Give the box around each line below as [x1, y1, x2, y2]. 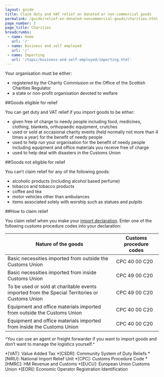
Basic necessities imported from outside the [7, 255, 108, 262]
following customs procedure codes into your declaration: [5, 223, 122, 229]
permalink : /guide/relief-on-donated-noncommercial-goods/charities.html [5, 16, 159, 21]
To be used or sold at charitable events [7, 283, 97, 290]
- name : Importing [7, 52, 45, 58]
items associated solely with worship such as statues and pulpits [12, 199, 143, 205]
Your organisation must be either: [5, 70, 72, 76]
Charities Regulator [12, 85, 51, 91]
